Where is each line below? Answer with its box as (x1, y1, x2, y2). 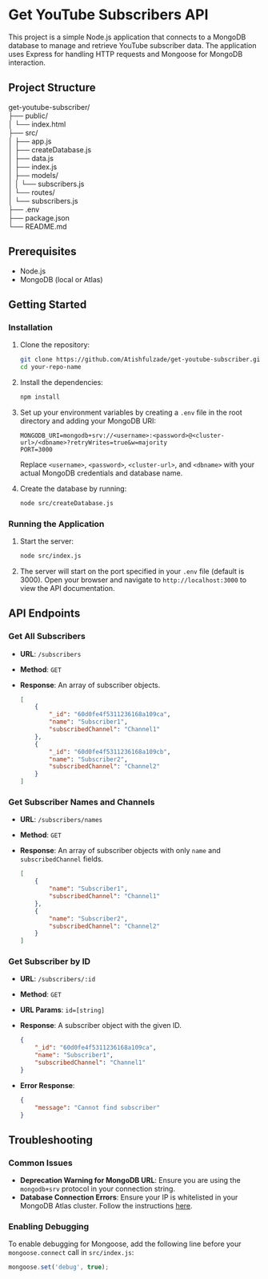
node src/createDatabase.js (19, 499, 114, 507)
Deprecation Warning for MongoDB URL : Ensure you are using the (19, 1176, 242, 1185)
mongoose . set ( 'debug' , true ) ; (8, 1263, 110, 1272)
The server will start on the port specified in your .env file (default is (19, 566, 245, 576)
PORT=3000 (19, 445, 54, 454)
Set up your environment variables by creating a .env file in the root (19, 407, 242, 417)
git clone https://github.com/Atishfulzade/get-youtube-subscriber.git (19, 355, 264, 364)
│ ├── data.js (8, 153, 54, 163)
